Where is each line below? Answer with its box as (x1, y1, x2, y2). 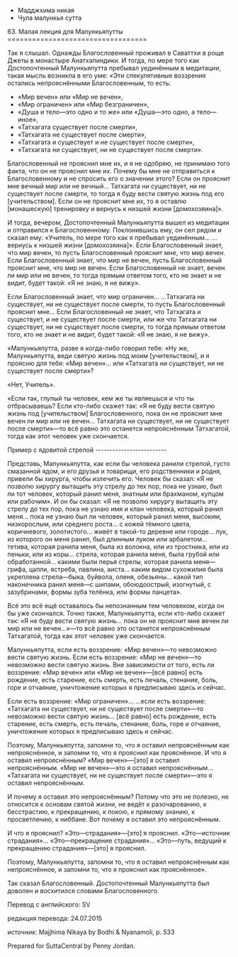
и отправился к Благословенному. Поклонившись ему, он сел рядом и (7, 226, 222, 234)
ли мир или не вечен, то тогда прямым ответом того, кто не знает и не (7, 271, 222, 279)
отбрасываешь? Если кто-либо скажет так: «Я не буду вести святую (7, 401, 215, 410)
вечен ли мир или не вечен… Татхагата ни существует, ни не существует (7, 417, 229, 425)
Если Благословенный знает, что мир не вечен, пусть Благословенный (7, 256, 222, 264)
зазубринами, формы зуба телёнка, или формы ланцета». (7, 588, 182, 596)
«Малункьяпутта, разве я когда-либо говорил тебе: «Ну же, (7, 344, 189, 352)
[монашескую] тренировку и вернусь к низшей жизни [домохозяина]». (7, 205, 224, 212)
